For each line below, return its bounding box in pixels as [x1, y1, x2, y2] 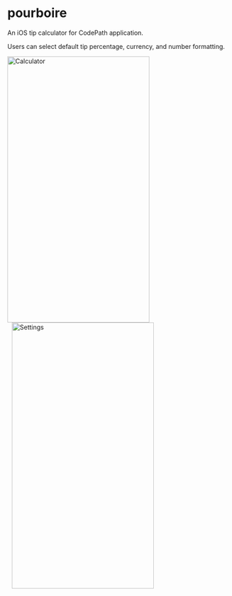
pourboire [7, 5, 67, 21]
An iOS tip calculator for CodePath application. [7, 28, 144, 37]
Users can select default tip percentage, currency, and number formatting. [7, 42, 226, 50]
